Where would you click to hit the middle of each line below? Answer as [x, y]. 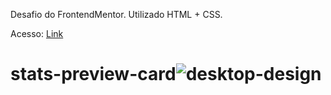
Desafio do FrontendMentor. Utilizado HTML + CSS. [116, 14]
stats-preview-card [93, 74]
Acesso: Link [37, 33]
